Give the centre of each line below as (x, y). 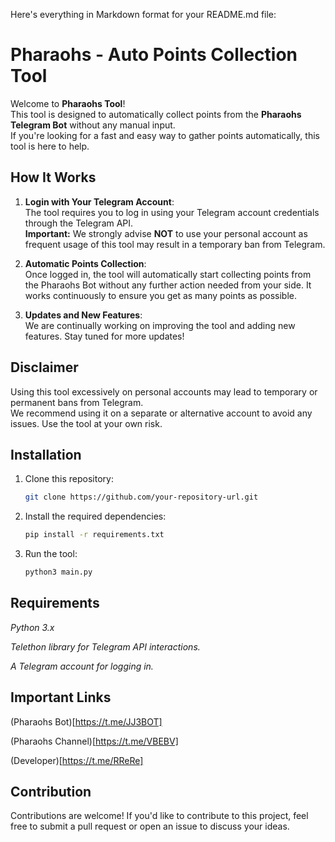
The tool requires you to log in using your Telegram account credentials (172, 212)
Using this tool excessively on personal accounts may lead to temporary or (164, 391)
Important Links (61, 697)
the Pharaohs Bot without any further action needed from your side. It (168, 285)
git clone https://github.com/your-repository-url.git (141, 497)
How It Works (53, 177)
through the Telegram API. (79, 223)
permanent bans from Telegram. (77, 402)
